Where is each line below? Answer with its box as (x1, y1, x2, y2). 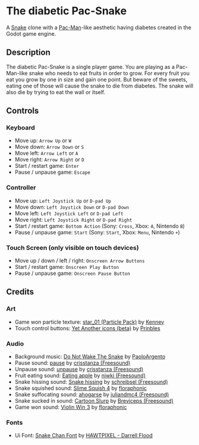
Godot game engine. (6, 30, 56, 37)
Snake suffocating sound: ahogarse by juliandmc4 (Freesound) (14, 391, 169, 398)
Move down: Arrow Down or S (14, 143, 84, 151)
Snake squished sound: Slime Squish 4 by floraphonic (14, 385, 147, 392)
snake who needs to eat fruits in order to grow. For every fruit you (29, 70, 190, 77)
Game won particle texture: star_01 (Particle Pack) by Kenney (14, 318, 165, 325)
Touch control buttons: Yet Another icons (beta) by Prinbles (14, 324, 160, 331)
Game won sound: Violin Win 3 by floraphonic (14, 403, 127, 411)
